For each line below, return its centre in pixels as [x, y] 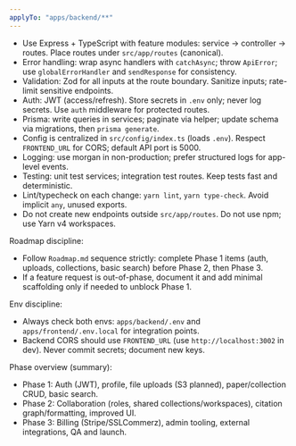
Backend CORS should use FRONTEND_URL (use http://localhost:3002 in [153, 340]
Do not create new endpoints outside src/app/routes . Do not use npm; [152, 214]
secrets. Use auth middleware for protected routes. [116, 109]
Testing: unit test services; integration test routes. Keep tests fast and [150, 176]
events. [55, 166]
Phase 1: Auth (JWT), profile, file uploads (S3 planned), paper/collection [154, 384]
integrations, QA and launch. [74, 432]
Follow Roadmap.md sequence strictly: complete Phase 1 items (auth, [145, 258]
